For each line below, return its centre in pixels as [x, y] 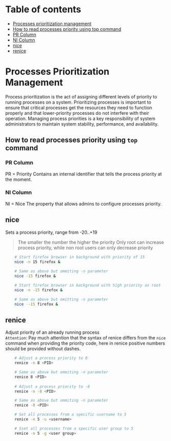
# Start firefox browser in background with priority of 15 [80, 257]
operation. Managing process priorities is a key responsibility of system [80, 118]
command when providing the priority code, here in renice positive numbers [85, 343]
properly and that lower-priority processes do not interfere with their [77, 113]
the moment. [19, 179]
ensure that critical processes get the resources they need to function [79, 107]
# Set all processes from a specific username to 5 [70, 415]
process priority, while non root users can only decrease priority [85, 248]
